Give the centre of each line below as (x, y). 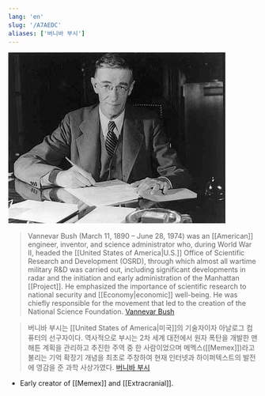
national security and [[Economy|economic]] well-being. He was (132, 295)
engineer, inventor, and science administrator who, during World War (140, 244)
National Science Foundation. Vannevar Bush (101, 311)
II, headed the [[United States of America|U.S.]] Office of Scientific (136, 253)
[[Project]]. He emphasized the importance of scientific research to (137, 287)
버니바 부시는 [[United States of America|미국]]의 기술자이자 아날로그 (136, 328)
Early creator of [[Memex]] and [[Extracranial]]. (97, 383)
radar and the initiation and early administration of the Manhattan (133, 278)
